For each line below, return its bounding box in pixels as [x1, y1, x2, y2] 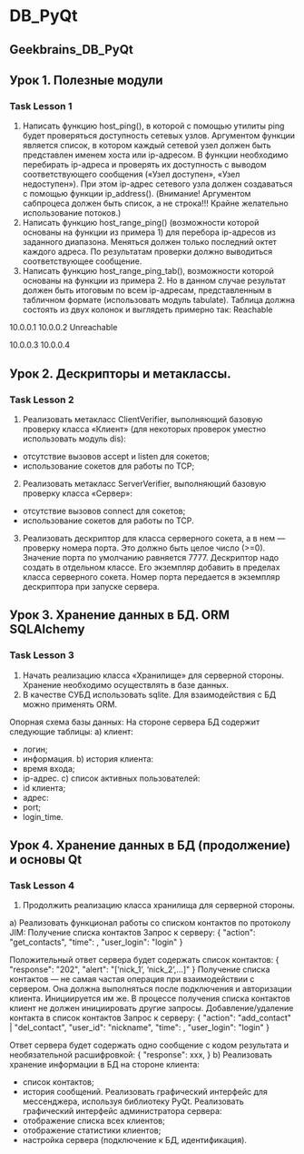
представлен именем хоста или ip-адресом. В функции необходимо [22, 149, 289, 160]
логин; [22, 744, 48, 754]
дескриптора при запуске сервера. [22, 581, 161, 592]
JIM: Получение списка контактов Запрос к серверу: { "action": [9, 927, 256, 938]
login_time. [22, 811, 64, 822]
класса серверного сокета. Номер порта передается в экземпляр [22, 571, 280, 582]
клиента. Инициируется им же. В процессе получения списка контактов [9, 993, 290, 1004]
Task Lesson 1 [9, 99, 73, 112]
